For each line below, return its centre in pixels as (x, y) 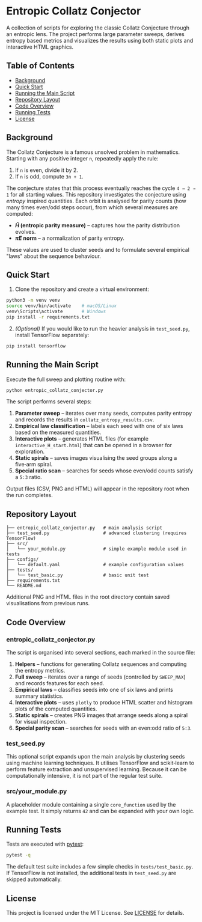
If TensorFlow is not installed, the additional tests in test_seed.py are (91, 873)
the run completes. (29, 495)
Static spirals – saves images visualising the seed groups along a (96, 458)
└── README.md (24, 586)
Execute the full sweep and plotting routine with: (66, 379)
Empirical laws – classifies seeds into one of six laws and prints (94, 689)
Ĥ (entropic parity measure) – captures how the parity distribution (97, 225)
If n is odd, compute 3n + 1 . (49, 176)
